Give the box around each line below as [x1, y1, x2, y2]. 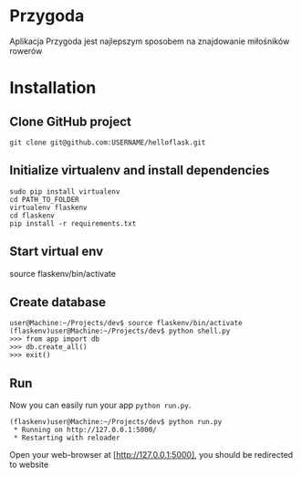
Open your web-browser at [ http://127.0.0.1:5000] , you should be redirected [9, 450, 294, 461]
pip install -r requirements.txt [9, 218, 137, 228]
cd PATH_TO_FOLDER [9, 195, 79, 204]
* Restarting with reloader [13, 433, 120, 443]
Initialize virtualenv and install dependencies [9, 163, 270, 178]
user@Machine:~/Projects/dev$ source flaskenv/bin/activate [9, 319, 244, 328]
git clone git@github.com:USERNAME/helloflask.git [9, 138, 206, 147]
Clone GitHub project [9, 113, 132, 129]
